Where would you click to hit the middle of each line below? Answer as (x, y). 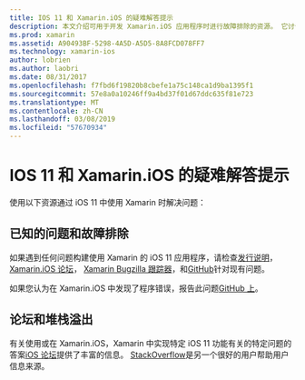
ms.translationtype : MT (54, 102)
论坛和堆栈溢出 (51, 320)
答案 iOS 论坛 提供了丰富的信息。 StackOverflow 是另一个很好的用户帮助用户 (149, 355)
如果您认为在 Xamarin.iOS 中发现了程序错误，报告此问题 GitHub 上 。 (136, 288)
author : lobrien (40, 60)
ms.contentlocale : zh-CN (56, 111)
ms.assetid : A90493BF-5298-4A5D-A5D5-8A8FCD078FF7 (107, 43)
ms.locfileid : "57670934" (58, 128)
